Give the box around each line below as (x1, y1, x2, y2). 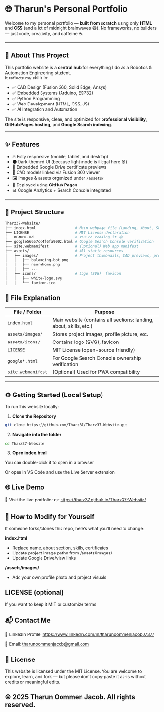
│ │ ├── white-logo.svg (5, 276, 62, 281)
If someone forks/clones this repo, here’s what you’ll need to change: (5, 526, 144, 531)
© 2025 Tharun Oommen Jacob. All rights (5, 693, 136, 701)
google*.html (7, 358, 38, 364)
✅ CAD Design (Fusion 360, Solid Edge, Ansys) (12, 84, 107, 90)
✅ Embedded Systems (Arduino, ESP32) (12, 90, 94, 96)
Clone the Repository (12, 413, 56, 419)
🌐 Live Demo (5, 483, 45, 492)
